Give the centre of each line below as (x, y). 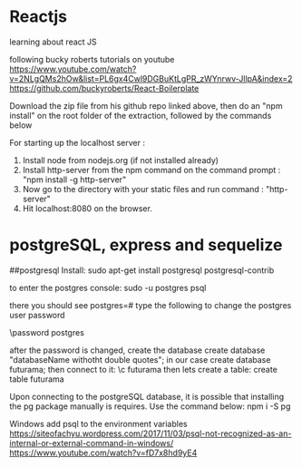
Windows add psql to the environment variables (98, 423)
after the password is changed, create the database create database (137, 350)
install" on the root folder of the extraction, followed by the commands (141, 115)
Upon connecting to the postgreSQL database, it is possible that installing (147, 396)
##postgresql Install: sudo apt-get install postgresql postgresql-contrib (142, 270)
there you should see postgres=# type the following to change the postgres (151, 305)
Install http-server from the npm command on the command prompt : (151, 170)
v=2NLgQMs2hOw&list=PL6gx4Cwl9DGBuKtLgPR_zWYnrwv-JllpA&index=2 (151, 78)
